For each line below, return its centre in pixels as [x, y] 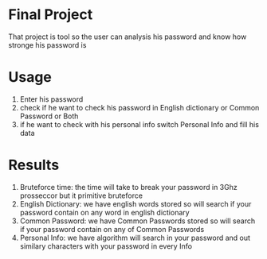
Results [34, 165]
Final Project [51, 15]
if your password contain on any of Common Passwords [112, 229]
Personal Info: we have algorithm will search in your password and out [135, 238]
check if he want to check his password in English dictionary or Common [139, 107]
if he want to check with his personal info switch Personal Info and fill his [139, 124]
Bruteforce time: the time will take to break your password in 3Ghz [128, 187]
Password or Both [49, 116]
